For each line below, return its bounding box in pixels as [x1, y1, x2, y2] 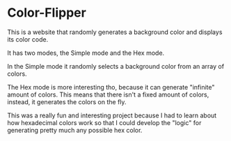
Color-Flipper [7, 5, 87, 21]
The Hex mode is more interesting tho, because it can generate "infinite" [7, 83, 215, 91]
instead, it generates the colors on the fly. [7, 97, 127, 106]
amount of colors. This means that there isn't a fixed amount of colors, [7, 90, 209, 99]
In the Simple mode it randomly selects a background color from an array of [7, 62, 225, 70]
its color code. [7, 35, 49, 43]
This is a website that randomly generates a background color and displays [7, 28, 223, 36]
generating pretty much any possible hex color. [7, 126, 143, 134]
